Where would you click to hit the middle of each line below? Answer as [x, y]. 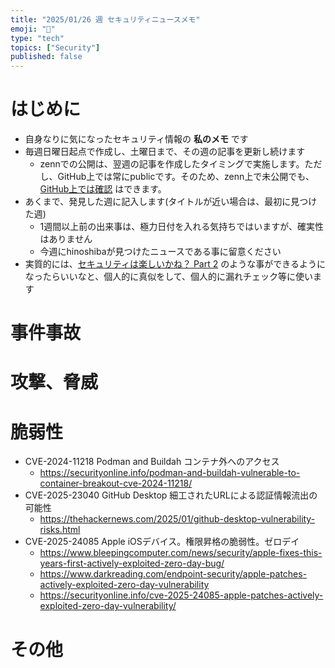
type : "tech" [37, 38]
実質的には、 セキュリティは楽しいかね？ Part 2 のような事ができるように [175, 264]
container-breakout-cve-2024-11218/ [116, 483]
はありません [66, 239]
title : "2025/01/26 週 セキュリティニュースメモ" [105, 19]
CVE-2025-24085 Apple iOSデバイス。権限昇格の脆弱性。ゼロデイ [162, 542]
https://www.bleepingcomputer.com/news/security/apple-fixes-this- [181, 553]
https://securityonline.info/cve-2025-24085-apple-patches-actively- [181, 595]
